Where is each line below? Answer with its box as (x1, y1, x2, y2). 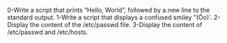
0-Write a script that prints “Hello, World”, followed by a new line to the (7, 6, 210, 14)
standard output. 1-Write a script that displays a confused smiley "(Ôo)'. (7, 13, 212, 21)
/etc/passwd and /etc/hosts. (7, 28, 88, 36)
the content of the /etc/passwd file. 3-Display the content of (30, 21, 203, 28)
